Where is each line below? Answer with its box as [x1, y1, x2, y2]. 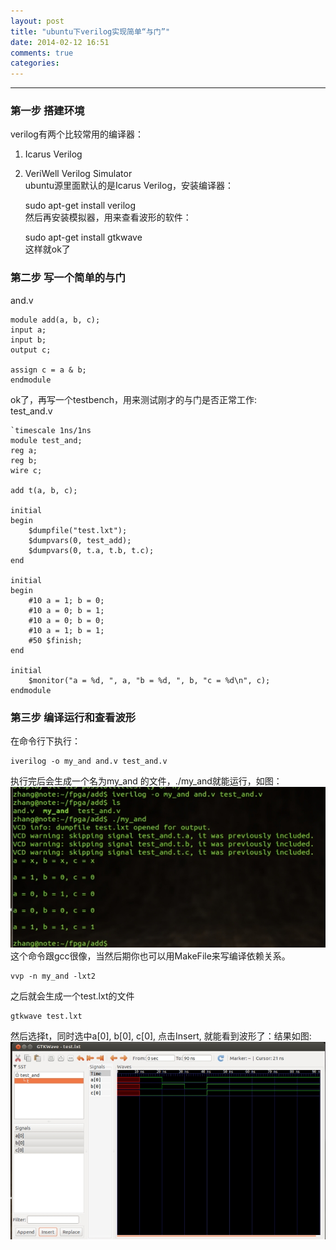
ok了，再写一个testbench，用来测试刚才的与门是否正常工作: [10, 393, 257, 405]
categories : [10, 58, 60, 69]
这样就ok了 [24, 243, 71, 255]
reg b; [10, 455, 38, 465]
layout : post [10, 16, 65, 26]
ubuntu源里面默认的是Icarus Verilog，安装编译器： [24, 180, 234, 192]
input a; [10, 325, 47, 335]
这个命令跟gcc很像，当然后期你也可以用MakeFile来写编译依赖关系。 [10, 950, 291, 962]
